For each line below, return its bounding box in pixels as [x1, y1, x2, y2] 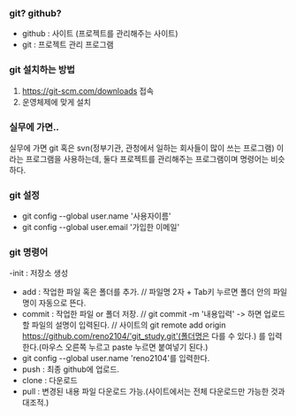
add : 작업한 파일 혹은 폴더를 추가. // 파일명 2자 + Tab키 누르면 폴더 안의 [21, 287, 271, 297]
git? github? [9, 7, 62, 19]
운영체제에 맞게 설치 [21, 96, 91, 107]
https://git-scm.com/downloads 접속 [21, 85, 155, 96]
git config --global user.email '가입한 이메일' [21, 222, 180, 233]
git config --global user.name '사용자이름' [21, 211, 171, 221]
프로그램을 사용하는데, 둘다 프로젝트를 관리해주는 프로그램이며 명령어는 [25, 153, 269, 164]
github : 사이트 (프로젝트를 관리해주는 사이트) [21, 28, 178, 39]
